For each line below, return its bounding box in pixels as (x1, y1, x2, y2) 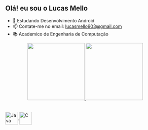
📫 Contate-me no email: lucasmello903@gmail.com (12, 23, 122, 29)
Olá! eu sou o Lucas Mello (5, 4, 88, 13)
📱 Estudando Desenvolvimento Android (12, 17, 95, 23)
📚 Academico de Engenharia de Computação (12, 30, 109, 37)
